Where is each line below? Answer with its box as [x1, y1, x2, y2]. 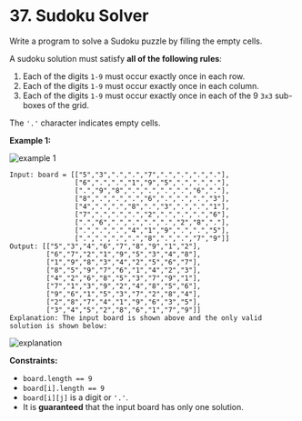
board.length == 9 [22, 374, 93, 383]
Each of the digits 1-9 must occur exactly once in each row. [22, 70, 246, 82]
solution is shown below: [9, 321, 107, 330]
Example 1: [9, 135, 52, 145]
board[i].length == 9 [22, 384, 105, 393]
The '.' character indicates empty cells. [9, 117, 161, 128]
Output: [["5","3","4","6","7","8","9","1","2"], [9, 242, 202, 251]
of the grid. [47, 99, 89, 110]
